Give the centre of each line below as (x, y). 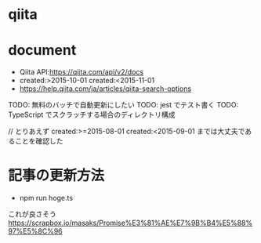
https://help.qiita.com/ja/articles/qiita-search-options (105, 89)
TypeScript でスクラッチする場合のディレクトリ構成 (92, 114)
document (42, 51)
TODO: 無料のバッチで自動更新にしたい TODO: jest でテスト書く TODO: (123, 105)
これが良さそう (32, 214)
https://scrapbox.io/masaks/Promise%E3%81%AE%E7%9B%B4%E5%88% (130, 223)
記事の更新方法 (56, 176)
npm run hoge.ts (46, 198)
